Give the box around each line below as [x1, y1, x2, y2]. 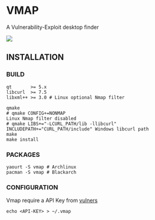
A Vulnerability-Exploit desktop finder [6, 23, 99, 31]
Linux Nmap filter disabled [6, 115, 77, 121]
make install [6, 136, 39, 142]
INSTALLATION [6, 52, 64, 63]
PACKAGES [6, 150, 40, 159]
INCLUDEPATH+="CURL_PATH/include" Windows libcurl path [6, 126, 149, 132]
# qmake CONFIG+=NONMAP [6, 110, 66, 116]
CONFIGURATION [6, 183, 58, 191]
